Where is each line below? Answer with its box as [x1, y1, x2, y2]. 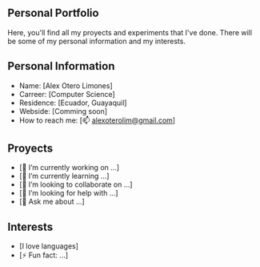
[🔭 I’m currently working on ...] [18, 163, 120, 172]
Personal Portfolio [7, 6, 99, 20]
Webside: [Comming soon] [18, 106, 108, 115]
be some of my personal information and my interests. [7, 36, 186, 46]
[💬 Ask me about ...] [18, 196, 85, 207]
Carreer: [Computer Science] [18, 89, 115, 99]
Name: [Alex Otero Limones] [18, 80, 113, 91]
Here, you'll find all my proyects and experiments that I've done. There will [7, 27, 253, 37]
